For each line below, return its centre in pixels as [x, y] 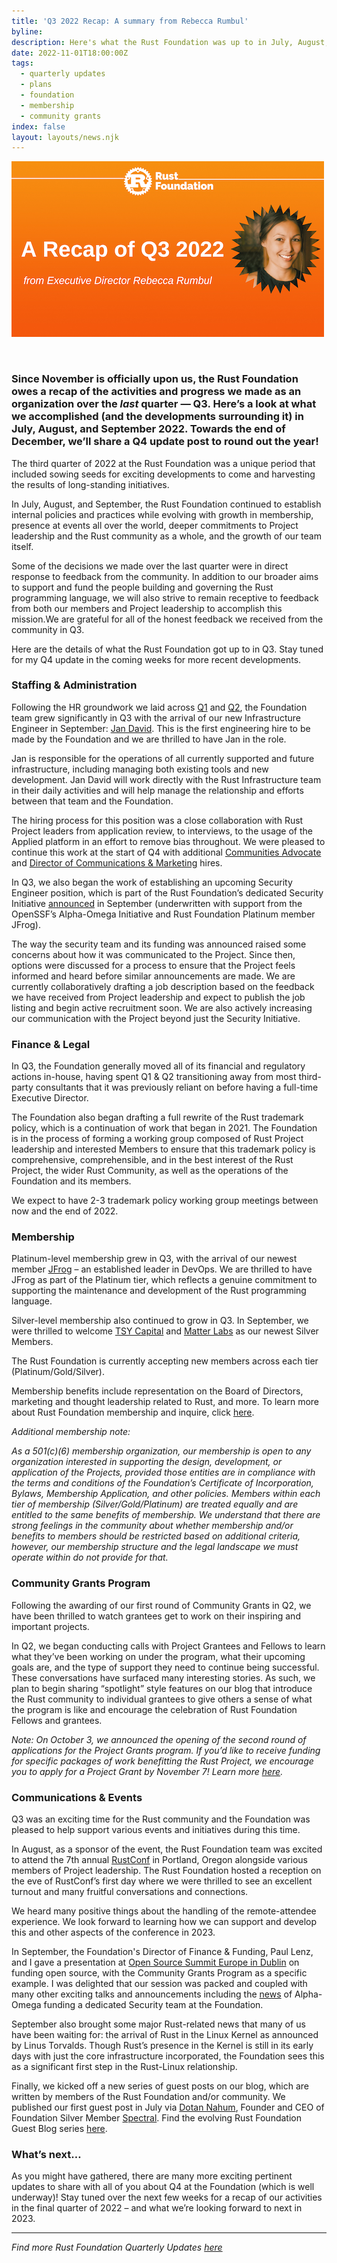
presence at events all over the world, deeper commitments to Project [155, 525]
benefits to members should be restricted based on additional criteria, [156, 1536]
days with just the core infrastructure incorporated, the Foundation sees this [168, 2056]
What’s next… [46, 2154]
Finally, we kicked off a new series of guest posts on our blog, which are [160, 2086]
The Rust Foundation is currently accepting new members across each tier [165, 1361]
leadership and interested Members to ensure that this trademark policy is [163, 1149]
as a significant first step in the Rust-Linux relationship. [124, 2067]
